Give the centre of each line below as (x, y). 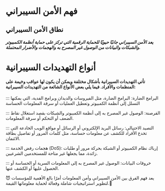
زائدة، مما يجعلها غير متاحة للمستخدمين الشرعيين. (52, 153)
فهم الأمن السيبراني (41, 11)
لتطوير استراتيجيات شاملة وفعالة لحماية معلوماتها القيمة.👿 (59, 183)
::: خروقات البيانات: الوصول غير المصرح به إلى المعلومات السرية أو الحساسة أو (78, 163)
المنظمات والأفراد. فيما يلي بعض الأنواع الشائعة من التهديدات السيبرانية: (71, 87)
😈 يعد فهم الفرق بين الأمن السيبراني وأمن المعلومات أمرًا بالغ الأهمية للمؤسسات (80, 178)
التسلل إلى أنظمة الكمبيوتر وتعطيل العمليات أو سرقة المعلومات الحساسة (73, 103)
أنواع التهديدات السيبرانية (51, 67)
